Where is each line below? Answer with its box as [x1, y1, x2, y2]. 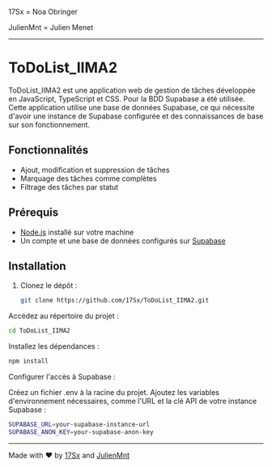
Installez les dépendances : [8, 341, 100, 351]
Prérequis [8, 206, 59, 220]
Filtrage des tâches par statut [19, 182, 119, 191]
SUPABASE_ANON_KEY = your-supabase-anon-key [8, 427, 154, 436]
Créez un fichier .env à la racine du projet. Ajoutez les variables [8, 388, 220, 397]
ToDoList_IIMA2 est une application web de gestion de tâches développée [8, 85, 257, 95]
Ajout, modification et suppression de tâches [19, 165, 170, 174]
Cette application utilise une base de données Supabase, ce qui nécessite [8, 102, 255, 112]
